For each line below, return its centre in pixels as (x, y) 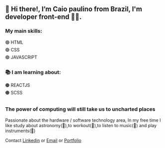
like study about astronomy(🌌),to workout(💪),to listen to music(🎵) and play (81, 125)
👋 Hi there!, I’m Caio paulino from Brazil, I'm (74, 9)
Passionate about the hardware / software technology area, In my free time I (83, 120)
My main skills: (24, 31)
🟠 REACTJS (18, 85)
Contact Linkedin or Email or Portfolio (43, 140)
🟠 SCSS (14, 92)
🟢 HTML (14, 42)
